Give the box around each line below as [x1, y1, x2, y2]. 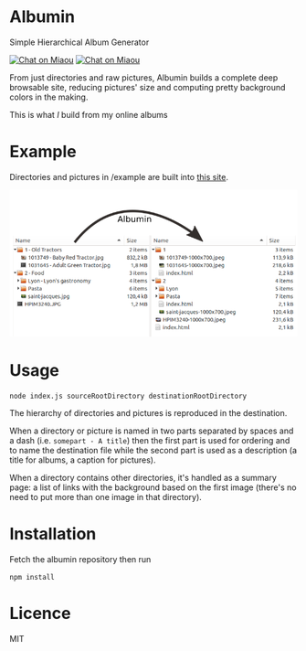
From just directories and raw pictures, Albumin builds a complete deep [9, 71, 279, 83]
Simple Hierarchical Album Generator [9, 37, 150, 48]
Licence [9, 603, 71, 624]
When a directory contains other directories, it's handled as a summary [9, 472, 277, 483]
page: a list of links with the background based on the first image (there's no [9, 482, 297, 493]
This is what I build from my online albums [9, 109, 168, 120]
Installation [9, 523, 97, 544]
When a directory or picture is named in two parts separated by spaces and [9, 425, 294, 436]
